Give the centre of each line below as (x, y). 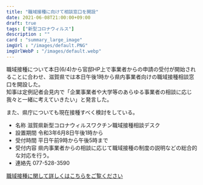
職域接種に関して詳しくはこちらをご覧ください (65, 175)
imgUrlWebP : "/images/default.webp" (54, 51)
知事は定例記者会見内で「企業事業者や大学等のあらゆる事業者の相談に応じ (99, 92)
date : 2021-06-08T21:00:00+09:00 (48, 18)
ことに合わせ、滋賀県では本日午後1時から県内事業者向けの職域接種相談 (100, 77)
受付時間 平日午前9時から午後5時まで (62, 140)
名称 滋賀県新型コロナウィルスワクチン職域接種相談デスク (88, 125)
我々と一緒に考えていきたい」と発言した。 (59, 99)
